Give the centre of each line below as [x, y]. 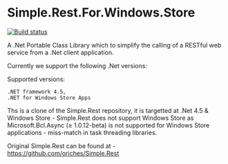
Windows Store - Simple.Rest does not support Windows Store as [101, 118]
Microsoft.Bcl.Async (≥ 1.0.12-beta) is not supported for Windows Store [108, 125]
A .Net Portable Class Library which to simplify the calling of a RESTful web [114, 45]
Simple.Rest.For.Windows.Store [101, 13]
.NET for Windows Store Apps [49, 98]
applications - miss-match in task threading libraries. [82, 132]
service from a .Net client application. [60, 52]
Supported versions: [36, 79]
